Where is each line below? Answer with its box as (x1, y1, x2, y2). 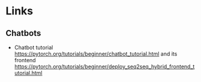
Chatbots (5, 28, 41, 38)
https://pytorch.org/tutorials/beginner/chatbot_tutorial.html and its (14, 50, 178, 57)
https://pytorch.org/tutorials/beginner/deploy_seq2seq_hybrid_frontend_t (14, 63, 195, 70)
